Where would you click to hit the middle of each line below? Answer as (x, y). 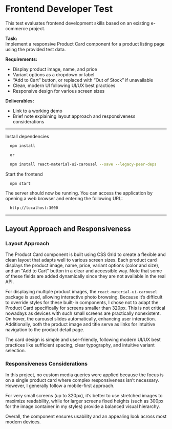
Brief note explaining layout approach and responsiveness (74, 116)
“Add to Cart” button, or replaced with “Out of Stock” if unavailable (83, 80)
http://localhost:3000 (34, 208)
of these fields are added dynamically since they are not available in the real (85, 276)
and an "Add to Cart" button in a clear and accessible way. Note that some (84, 271)
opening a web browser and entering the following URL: (64, 199)
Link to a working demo (37, 111)
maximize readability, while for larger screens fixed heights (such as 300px (84, 401)
